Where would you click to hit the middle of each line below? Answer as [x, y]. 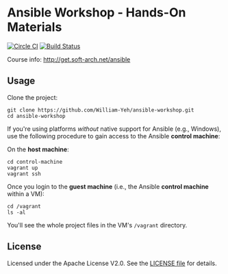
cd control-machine [35, 162]
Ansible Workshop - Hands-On [97, 13]
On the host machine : [38, 149]
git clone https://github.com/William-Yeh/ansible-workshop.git [101, 110]
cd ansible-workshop [37, 116]
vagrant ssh [24, 174]
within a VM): [26, 194]
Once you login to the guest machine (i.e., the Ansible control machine [108, 186]
